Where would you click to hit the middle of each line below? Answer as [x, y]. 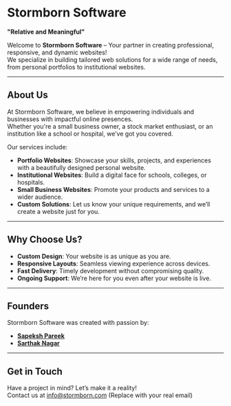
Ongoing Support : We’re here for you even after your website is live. [114, 278]
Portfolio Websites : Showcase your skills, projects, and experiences [114, 160]
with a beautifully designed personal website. [81, 167]
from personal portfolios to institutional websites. [76, 67]
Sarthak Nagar [38, 343]
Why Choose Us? [45, 240]
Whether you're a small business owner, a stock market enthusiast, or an [110, 126]
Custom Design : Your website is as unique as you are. [94, 256]
